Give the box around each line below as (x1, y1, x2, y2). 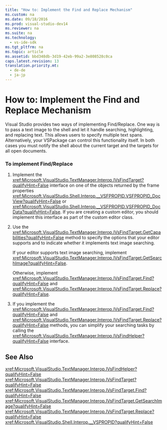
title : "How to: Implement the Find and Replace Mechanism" (5, 7, 133, 13)
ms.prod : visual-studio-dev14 (5, 21, 68, 27)
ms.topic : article (5, 49, 43, 54)
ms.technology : (5, 36, 37, 41)
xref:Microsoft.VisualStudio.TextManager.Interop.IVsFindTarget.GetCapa (12, 229, 161, 235)
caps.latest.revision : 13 (5, 59, 59, 64)
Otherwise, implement (12, 270, 58, 276)
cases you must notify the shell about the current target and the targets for (5, 142, 159, 148)
